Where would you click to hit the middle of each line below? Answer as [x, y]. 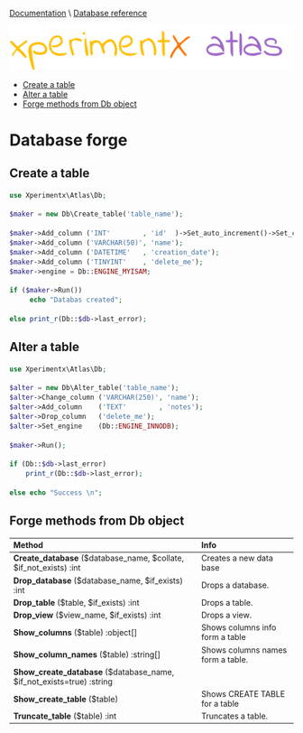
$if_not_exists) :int [47, 568]
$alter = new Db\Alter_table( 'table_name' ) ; [94, 388]
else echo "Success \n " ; [56, 492]
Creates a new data [237, 558]
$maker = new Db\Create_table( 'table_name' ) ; [96, 214]
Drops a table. [227, 602]
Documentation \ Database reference [78, 13]
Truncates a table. [235, 716]
